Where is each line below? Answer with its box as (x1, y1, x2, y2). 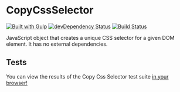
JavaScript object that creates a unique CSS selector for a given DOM (6, 34, 175, 41)
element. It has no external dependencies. (6, 40, 108, 47)
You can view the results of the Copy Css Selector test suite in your (6, 73, 169, 80)
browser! (6, 79, 28, 86)
